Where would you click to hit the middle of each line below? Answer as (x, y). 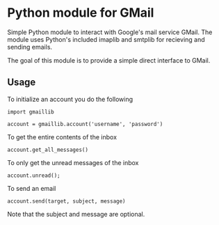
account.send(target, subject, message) (67, 201)
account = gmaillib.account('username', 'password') (85, 124)
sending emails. (30, 47)
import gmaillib (31, 112)
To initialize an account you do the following (70, 99)
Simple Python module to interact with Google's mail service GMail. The (110, 32)
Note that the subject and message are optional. (76, 214)
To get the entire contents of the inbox (62, 137)
